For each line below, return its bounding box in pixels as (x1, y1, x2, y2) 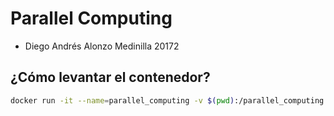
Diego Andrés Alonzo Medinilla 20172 (24, 40, 180, 52)
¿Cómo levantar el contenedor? (10, 69, 211, 86)
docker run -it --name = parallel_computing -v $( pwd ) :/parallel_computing (10, 95, 325, 106)
